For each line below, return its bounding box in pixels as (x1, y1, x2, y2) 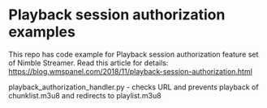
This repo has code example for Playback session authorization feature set (8, 49, 259, 59)
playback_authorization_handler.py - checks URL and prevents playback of (8, 82, 259, 92)
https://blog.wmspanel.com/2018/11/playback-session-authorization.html (8, 66, 253, 76)
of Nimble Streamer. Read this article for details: (8, 58, 169, 68)
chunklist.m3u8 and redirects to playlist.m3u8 (8, 90, 161, 100)
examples (8, 23, 75, 41)
